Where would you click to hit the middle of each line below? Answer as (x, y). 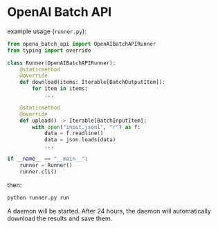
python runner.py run (38, 198)
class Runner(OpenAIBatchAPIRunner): (62, 63)
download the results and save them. (60, 218)
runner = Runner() (46, 165)
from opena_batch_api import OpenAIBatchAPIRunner (82, 44)
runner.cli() (38, 172)
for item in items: (60, 89)
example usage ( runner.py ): (47, 31)
